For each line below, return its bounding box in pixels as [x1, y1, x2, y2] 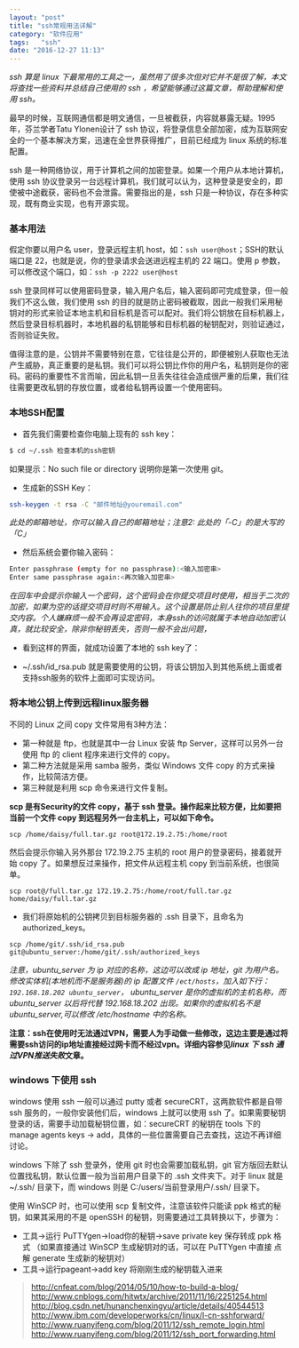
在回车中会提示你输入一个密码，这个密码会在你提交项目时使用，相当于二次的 [9, 590, 289, 601]
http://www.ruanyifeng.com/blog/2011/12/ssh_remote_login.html [30, 1319, 265, 1329]
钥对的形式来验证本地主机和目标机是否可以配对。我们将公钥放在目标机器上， [9, 307, 289, 318]
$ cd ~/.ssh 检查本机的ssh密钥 [9, 446, 115, 455]
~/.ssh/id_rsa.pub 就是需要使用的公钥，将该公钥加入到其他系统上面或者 [21, 661, 283, 672]
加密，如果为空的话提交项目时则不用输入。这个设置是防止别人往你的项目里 [9, 602, 281, 612]
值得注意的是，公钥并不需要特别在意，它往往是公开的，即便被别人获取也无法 [9, 348, 289, 360]
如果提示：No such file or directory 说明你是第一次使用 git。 [9, 463, 229, 474]
